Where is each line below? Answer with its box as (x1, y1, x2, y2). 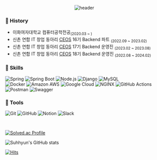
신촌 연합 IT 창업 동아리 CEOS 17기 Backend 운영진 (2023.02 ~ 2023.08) (12, 43, 151, 51)
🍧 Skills (5, 64, 24, 71)
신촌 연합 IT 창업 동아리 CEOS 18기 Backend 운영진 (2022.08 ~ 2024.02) (12, 51, 151, 58)
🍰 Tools (5, 99, 24, 106)
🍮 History (5, 17, 29, 24)
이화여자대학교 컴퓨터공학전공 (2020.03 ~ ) (12, 29, 93, 37)
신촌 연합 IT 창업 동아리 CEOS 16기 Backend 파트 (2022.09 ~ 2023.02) (12, 37, 147, 44)
